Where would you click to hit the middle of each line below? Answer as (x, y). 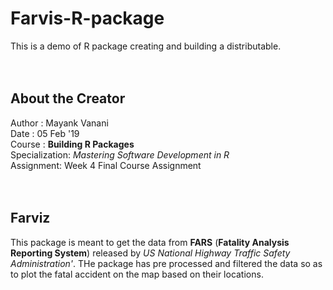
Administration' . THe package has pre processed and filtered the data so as (166, 263)
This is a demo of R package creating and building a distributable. (146, 46)
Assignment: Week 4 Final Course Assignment (106, 165)
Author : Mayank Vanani (59, 123)
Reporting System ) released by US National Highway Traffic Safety (150, 253)
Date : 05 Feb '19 (45, 133)
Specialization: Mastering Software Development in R (120, 154)
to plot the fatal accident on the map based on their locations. (137, 274)
